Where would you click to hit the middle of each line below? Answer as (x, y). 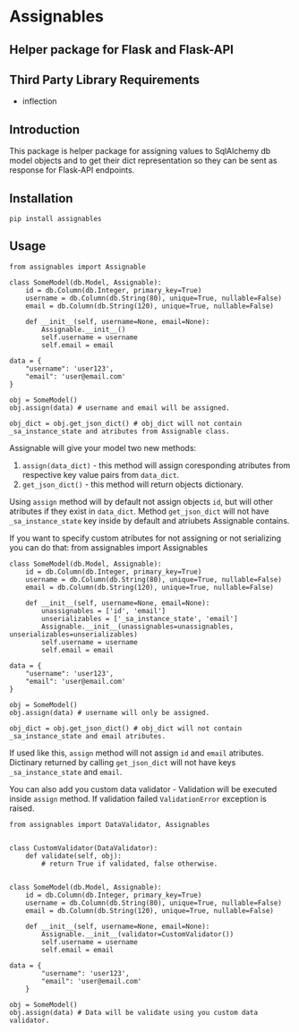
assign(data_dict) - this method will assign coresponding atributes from (156, 465)
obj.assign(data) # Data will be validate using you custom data (133, 1012)
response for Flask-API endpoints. (72, 170)
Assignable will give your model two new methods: (103, 448)
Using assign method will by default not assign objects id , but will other (141, 501)
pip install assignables (56, 219)
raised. (22, 808)
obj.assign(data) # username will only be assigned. (110, 712)
